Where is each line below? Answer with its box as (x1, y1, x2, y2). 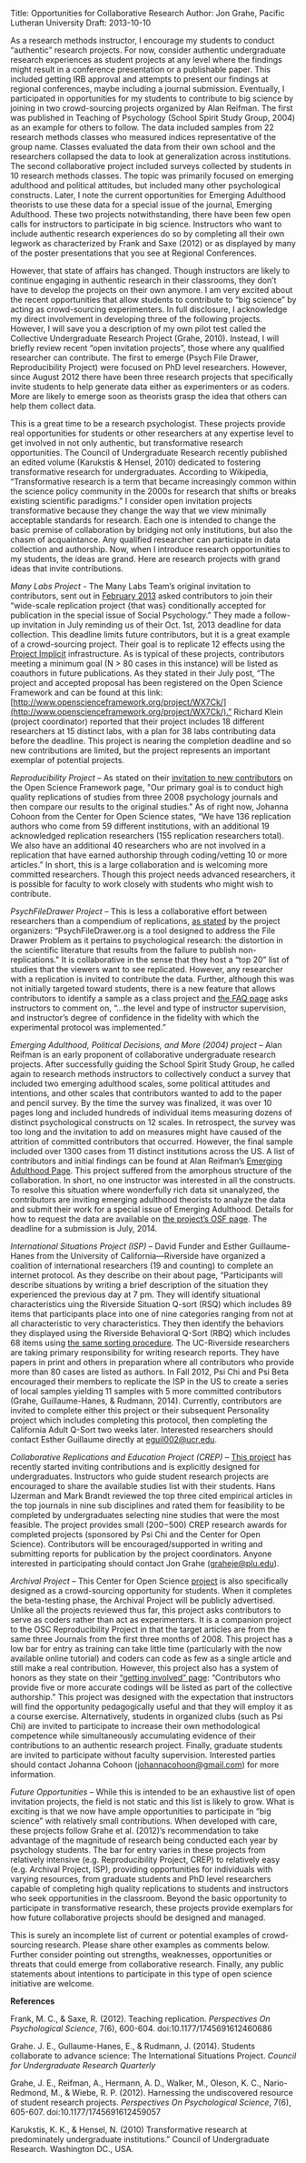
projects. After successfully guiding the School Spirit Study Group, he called (10, 1059, 295, 1070)
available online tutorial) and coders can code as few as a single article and (10, 1653, 292, 1664)
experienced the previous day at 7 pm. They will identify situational (10, 1289, 262, 1300)
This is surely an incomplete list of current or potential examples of (10, 1930, 261, 1940)
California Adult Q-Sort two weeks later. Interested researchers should (10, 1424, 273, 1435)
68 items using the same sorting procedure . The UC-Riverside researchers (10, 1337, 290, 1348)
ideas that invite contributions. (10, 563, 123, 574)
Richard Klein (233, 707, 284, 717)
